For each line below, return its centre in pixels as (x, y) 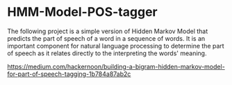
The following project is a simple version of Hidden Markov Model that (108, 31)
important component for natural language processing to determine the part (116, 46)
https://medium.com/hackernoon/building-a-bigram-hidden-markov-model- (116, 66)
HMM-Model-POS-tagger (82, 12)
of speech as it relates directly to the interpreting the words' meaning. (107, 53)
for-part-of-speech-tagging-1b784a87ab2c (69, 74)
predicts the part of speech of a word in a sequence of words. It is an (106, 38)
